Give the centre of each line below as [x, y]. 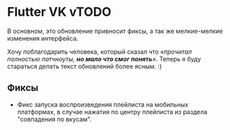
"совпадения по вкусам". [54, 119]
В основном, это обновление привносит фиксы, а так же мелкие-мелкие [115, 31]
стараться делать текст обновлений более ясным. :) [85, 66]
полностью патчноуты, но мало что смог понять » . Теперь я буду [104, 58]
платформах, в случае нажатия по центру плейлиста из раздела [112, 111]
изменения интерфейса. [43, 38]
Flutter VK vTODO [59, 12]
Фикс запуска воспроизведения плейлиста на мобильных [103, 105]
